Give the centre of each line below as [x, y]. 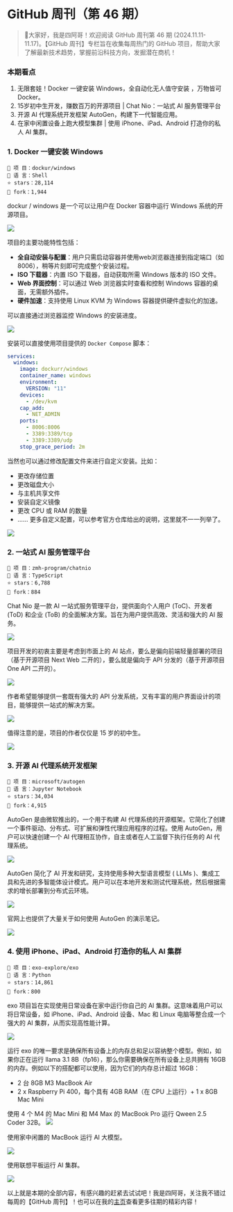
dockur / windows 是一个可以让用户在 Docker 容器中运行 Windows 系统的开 [115, 205]
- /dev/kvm [41, 401]
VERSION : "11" [46, 388]
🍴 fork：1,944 [27, 192]
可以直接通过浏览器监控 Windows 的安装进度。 [74, 315]
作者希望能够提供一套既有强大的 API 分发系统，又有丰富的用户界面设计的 [111, 696]
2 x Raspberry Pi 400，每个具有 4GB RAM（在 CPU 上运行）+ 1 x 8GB [118, 1091]
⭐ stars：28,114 [31, 183]
